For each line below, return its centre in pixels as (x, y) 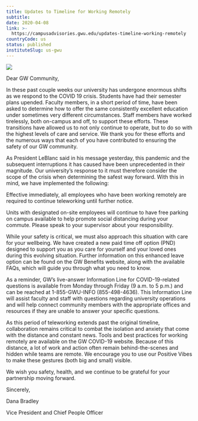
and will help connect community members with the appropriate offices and (98, 304)
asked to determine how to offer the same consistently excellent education (97, 109)
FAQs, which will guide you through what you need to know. (79, 268)
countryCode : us (26, 39)
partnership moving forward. (41, 378)
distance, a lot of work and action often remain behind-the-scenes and (92, 347)
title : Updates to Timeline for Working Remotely (69, 12)
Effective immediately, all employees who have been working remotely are (96, 194)
